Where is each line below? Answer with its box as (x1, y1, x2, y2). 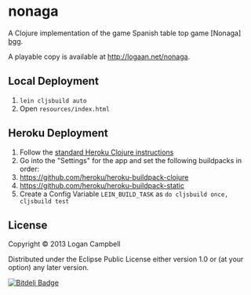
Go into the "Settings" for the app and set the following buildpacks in (19, 155, 242, 165)
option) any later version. (8, 263, 89, 272)
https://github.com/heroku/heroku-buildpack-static (19, 180, 184, 190)
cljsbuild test (19, 197, 70, 206)
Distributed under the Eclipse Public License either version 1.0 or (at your (8, 254, 244, 264)
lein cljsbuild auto (19, 97, 87, 104)
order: (19, 164, 40, 173)
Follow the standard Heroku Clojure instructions (19, 147, 174, 157)
